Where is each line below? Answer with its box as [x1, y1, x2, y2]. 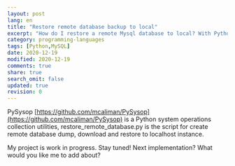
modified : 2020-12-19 [7, 56, 71, 63]
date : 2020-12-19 [7, 50, 58, 57]
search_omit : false [7, 75, 64, 83]
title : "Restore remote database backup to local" [7, 23, 158, 30]
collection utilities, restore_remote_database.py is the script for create [7, 123, 208, 131]
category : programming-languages [7, 36, 105, 43]
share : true [7, 69, 42, 76]
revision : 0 [7, 88, 42, 95]
